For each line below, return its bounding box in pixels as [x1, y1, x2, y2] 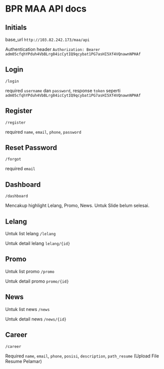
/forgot [5, 157, 22, 162]
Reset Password [5, 143, 57, 152]
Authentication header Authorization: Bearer [5, 46, 100, 52]
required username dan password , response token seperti [5, 87, 121, 93]
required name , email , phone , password [5, 129, 82, 135]
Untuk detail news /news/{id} [5, 316, 67, 322]
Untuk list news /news [5, 306, 50, 312]
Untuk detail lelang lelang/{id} [5, 240, 71, 246]
